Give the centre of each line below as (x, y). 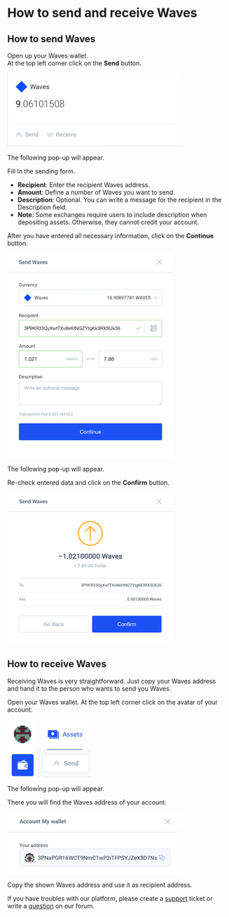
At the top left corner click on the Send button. (75, 63)
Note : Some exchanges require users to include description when (112, 215)
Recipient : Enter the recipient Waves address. (84, 185)
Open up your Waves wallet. (48, 56)
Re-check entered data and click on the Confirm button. (88, 482)
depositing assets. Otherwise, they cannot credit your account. (108, 222)
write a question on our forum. (51, 906)
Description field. (42, 207)
